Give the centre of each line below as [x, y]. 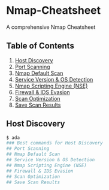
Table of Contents [40, 46]
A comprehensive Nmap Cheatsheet [51, 27]
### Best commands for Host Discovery [54, 143]
